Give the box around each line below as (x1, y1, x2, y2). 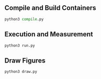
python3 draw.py (4, 69, 37, 74)
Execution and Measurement (4, 30, 93, 38)
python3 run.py (4, 43, 35, 48)
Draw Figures (4, 56, 46, 64)
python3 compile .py (4, 16, 44, 21)
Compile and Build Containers (4, 4, 96, 12)
